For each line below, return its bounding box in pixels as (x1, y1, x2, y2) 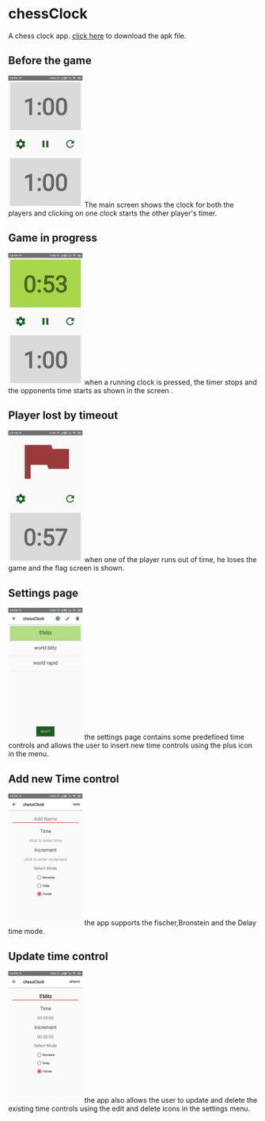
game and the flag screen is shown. (8, 564, 125, 573)
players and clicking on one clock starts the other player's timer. (8, 209, 218, 218)
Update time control (8, 949, 108, 963)
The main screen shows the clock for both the (84, 200, 235, 209)
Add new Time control (8, 772, 119, 786)
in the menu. (8, 749, 49, 759)
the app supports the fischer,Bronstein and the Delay (84, 918, 257, 928)
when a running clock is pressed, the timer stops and (84, 377, 257, 387)
